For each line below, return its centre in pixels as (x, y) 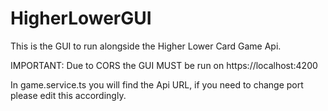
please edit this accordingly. (68, 95)
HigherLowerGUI (81, 18)
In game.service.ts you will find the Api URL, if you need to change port (157, 84)
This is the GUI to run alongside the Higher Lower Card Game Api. (146, 46)
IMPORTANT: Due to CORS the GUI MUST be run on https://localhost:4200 (164, 65)
